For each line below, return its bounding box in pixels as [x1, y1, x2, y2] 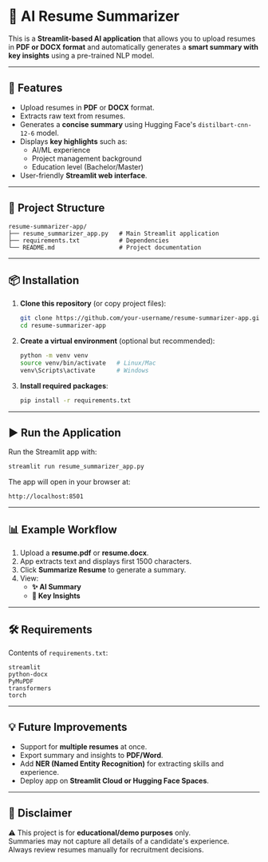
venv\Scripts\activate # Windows [19, 366, 149, 374]
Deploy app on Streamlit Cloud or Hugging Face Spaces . [19, 776, 210, 785]
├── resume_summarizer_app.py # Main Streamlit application [8, 229, 219, 237]
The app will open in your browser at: [8, 477, 131, 487]
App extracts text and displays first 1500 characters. [19, 557, 192, 566]
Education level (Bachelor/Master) [31, 162, 144, 171]
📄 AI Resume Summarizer [8, 7, 179, 26]
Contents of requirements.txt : [8, 648, 108, 657]
